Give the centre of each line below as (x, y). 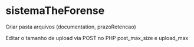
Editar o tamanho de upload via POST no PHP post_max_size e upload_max (97, 38)
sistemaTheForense (55, 11)
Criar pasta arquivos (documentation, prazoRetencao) (71, 27)
